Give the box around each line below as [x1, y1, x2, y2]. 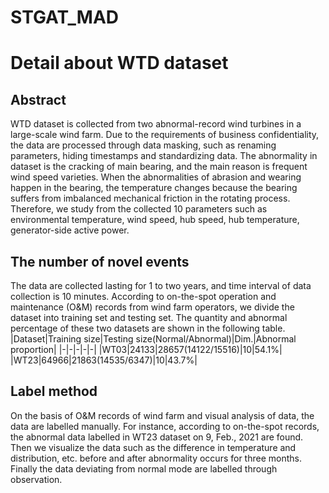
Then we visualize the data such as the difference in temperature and [10, 441, 297, 453]
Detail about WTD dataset [10, 52, 229, 75]
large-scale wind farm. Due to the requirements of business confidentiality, [10, 129, 320, 141]
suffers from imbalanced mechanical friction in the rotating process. [10, 192, 291, 205]
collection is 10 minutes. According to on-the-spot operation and [10, 291, 277, 302]
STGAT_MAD [10, 6, 120, 29]
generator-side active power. [10, 224, 130, 236]
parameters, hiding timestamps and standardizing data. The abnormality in [10, 150, 318, 162]
